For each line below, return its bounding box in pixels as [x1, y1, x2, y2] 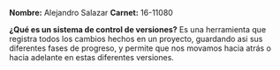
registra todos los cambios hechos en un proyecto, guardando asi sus [9, 34, 263, 44]
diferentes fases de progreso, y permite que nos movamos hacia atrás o [9, 43, 272, 53]
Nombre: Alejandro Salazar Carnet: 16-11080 [9, 8, 174, 17]
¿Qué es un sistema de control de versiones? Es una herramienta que [9, 24, 267, 34]
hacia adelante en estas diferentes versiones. [9, 52, 175, 62]
